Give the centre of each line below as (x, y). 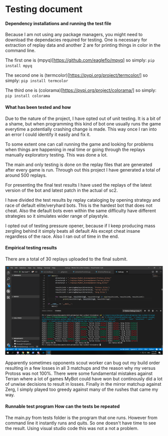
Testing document (44, 9)
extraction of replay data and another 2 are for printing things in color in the (83, 45)
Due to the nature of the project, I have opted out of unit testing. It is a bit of (83, 118)
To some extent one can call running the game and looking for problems (79, 144)
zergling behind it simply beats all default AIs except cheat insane (73, 231)
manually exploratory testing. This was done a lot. (56, 155)
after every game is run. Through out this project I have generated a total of (83, 170)
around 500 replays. (26, 175)
